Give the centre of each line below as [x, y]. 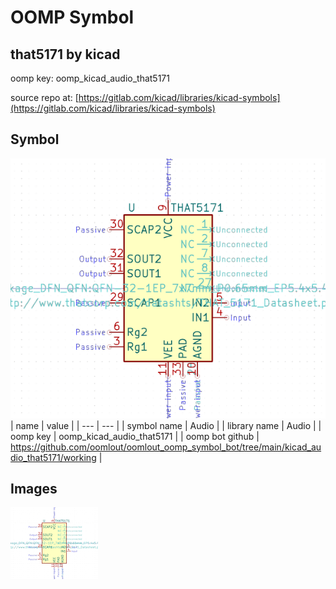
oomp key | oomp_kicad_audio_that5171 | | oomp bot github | [135, 436]
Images [34, 489]
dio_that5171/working [53, 457]
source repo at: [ [44, 97]
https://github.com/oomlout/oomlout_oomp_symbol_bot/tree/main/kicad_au [166, 447]
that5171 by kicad [65, 54]
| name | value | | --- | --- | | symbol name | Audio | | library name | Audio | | [166, 425]
